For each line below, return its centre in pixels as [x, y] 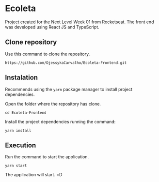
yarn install [18, 130]
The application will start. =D [34, 175]
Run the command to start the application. [47, 157]
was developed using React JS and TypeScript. [52, 27]
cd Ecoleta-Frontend [26, 113]
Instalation [21, 78]
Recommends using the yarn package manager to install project [69, 89]
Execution [21, 145]
